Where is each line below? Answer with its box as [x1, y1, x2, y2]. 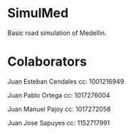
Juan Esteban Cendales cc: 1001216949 [7, 77, 125, 86]
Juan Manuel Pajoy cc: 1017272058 [7, 105, 111, 113]
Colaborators [7, 53, 88, 70]
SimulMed [7, 5, 69, 21]
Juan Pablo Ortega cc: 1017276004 [7, 91, 110, 99]
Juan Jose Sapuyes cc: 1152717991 [7, 118, 110, 127]
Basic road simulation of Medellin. [7, 29, 107, 37]
